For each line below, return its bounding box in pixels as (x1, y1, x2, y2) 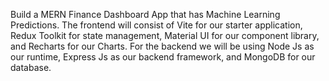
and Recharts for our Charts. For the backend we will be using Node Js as (10, 40, 315, 52)
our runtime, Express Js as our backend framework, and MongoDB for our (10, 51, 316, 63)
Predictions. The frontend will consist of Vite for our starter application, (10, 19, 303, 31)
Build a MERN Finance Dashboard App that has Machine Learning (10, 9, 281, 20)
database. (10, 62, 52, 73)
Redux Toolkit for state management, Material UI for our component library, (10, 30, 320, 41)
